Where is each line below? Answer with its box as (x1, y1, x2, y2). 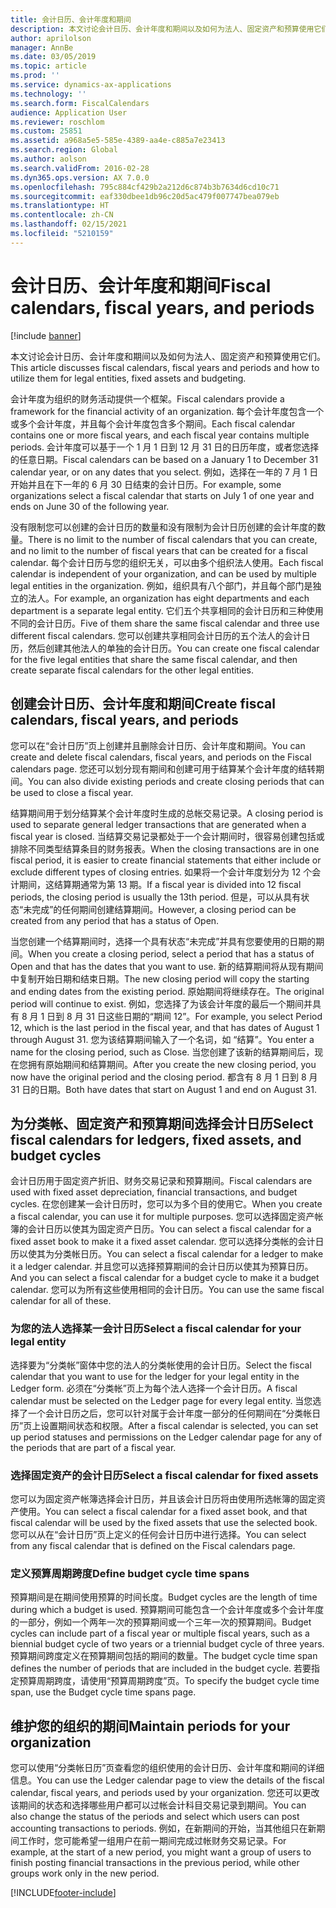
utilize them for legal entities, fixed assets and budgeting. (10, 372, 247, 384)
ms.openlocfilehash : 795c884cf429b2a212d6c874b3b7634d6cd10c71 (10, 182, 280, 192)
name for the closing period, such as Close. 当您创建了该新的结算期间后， (10, 1046, 315, 1058)
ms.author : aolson (10, 154, 87, 164)
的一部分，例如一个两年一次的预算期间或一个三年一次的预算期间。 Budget (10, 1616, 312, 1628)
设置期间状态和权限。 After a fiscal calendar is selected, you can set (40, 1419, 319, 1431)
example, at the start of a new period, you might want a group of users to (10, 1846, 312, 1858)
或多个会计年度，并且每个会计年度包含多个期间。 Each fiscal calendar (10, 417, 296, 430)
